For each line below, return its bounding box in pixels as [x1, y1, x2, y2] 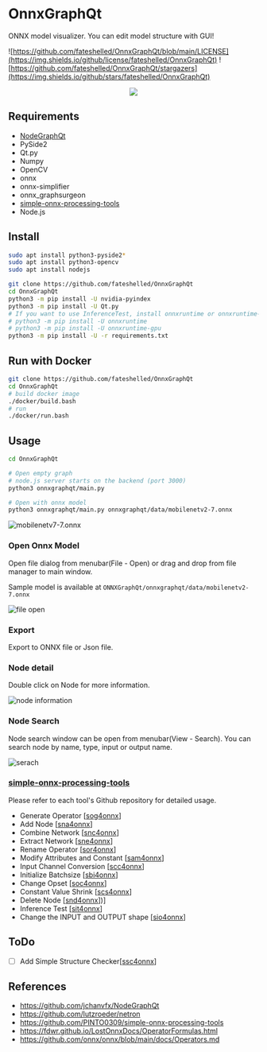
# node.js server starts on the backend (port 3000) [8, 476, 187, 485]
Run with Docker [8, 354, 92, 367]
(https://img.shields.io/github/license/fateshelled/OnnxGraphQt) [8, 55, 218, 64]
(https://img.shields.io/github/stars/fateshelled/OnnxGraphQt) [8, 72, 211, 81]
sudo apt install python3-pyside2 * [8, 251, 126, 259]
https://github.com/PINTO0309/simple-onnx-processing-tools [19, 1018, 224, 1027]
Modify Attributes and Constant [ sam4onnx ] [19, 852, 164, 863]
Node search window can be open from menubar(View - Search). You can [8, 733, 252, 743]
